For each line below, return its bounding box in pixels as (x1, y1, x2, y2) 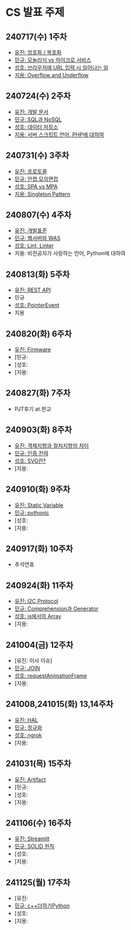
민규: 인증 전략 (14, 449, 49, 457)
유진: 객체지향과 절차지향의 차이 (14, 442, 89, 449)
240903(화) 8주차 (5, 425, 72, 435)
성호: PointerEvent (14, 301, 60, 309)
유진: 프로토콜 (14, 167, 48, 175)
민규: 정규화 (14, 724, 43, 731)
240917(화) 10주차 (5, 543, 74, 554)
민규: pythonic (14, 509, 50, 516)
